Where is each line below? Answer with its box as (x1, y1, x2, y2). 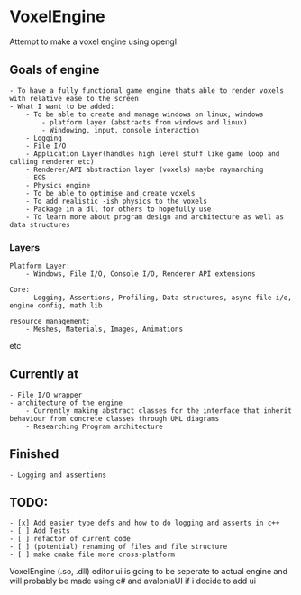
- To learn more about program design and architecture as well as (25, 212, 284, 222)
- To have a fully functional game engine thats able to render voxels (9, 86, 284, 96)
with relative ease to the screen (9, 94, 140, 103)
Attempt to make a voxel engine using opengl (9, 36, 178, 47)
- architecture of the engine (9, 398, 123, 407)
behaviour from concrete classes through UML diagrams (9, 414, 220, 423)
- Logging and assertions (9, 471, 106, 480)
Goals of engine (9, 62, 100, 78)
